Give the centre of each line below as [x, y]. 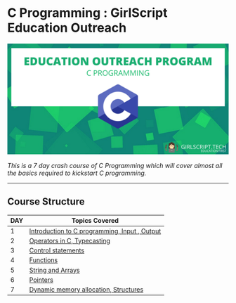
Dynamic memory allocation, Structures [86, 289]
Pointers [41, 280]
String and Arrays [54, 270]
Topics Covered [95, 221]
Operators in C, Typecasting [70, 240]
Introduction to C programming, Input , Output [95, 231]
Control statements [57, 250]
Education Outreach [67, 28]
